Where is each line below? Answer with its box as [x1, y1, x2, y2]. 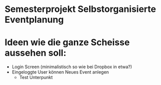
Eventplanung [4, 14, 64, 25]
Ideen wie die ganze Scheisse [4, 37, 130, 48]
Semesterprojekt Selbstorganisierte [4, 3, 157, 15]
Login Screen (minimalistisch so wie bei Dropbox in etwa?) [11, 64, 133, 70]
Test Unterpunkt [19, 75, 53, 81]
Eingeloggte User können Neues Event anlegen [11, 69, 109, 75]
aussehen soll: [4, 47, 67, 59]
